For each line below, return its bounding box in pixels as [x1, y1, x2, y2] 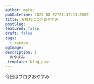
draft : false [5, 31, 33, 36]
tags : [5, 36, 17, 41]
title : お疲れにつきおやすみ [5, 17, 59, 22]
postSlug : [5, 21, 26, 27]
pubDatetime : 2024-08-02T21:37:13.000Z [5, 12, 89, 17]
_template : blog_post [5, 59, 51, 64]
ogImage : [5, 45, 24, 50]
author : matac [5, 7, 35, 13]
